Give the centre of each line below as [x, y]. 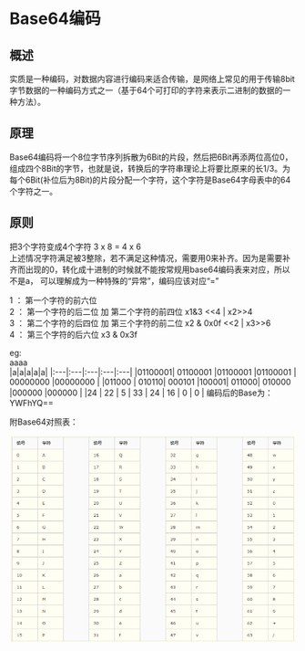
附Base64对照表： [44, 422]
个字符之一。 [33, 191]
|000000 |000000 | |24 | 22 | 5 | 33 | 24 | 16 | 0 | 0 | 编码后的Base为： [141, 393]
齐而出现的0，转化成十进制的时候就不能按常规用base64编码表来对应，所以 [150, 269]
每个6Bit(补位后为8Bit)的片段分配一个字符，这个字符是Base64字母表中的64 [150, 180]
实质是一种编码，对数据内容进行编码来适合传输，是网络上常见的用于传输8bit [152, 79]
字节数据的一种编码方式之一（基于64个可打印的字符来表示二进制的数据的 [146, 90]
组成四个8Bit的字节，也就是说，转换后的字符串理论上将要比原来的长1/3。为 [150, 168]
